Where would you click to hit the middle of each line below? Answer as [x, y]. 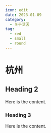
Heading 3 [18, 115]
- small [18, 39]
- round [18, 43]
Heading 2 [22, 89]
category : [16, 19]
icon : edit [17, 10]
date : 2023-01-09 [23, 15]
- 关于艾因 [20, 24]
